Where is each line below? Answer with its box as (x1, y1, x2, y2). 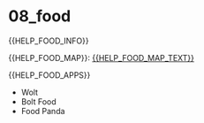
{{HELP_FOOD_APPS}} (8, 69, 91, 81)
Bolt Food (20, 96, 57, 107)
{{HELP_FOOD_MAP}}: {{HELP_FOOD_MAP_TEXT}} (8, 52, 195, 63)
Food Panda (20, 105, 65, 116)
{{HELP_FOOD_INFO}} (8, 35, 89, 46)
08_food (8, 6, 72, 27)
